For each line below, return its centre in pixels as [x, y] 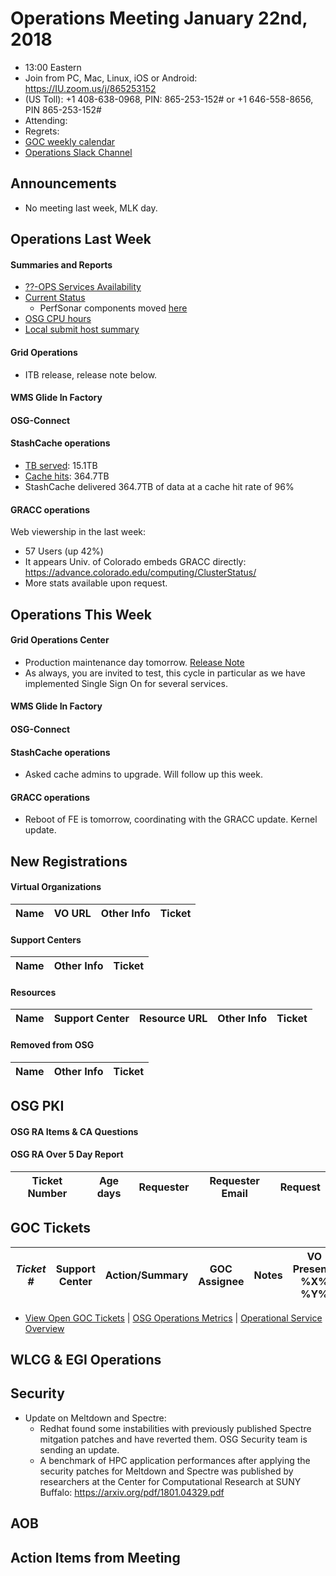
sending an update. [79, 1449]
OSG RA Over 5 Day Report [67, 1154]
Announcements [63, 183]
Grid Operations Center [60, 640]
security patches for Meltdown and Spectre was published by [166, 1471]
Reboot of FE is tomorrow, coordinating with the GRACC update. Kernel [171, 819]
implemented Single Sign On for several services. [126, 683]
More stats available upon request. [96, 583]
